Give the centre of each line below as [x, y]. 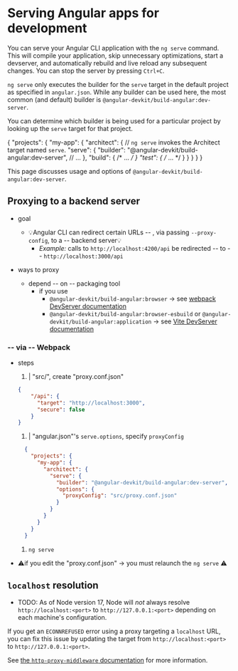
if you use [53, 291]
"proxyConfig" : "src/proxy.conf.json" [120, 496]
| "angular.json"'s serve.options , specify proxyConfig [106, 437]
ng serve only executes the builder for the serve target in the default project [118, 84]
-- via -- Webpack [39, 347]
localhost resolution [53, 585]
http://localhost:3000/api [83, 256]
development [47, 28]
